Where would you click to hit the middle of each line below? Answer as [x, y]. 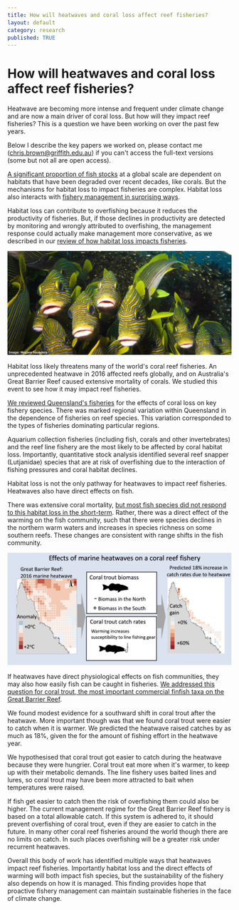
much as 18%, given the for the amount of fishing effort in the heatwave [113, 735]
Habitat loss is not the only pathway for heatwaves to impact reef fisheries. [117, 483]
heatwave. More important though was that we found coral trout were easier [119, 720]
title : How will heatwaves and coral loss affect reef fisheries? [108, 15]
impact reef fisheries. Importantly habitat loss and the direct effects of [110, 868]
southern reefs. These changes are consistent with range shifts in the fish [116, 535]
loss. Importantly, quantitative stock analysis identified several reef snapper [118, 454]
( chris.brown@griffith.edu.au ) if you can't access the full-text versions [110, 153]
